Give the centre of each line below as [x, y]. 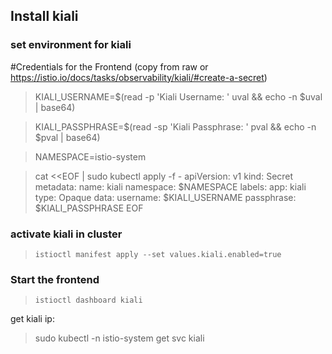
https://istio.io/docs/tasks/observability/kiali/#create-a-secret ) [139, 77]
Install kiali [44, 16]
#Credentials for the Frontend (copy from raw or [109, 66]
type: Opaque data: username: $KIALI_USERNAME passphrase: [165, 197]
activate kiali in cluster [66, 234]
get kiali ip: [32, 319]
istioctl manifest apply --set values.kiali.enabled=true [158, 254]
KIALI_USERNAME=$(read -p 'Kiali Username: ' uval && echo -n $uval [178, 96]
